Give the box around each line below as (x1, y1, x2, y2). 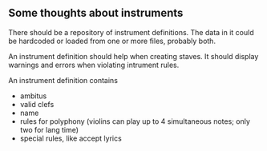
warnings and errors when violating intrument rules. (8, 60, 180, 70)
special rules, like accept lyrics (19, 133, 122, 143)
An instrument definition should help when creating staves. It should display (8, 51, 259, 61)
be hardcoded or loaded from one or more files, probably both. (8, 36, 216, 46)
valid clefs (19, 99, 55, 109)
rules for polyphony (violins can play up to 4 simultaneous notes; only (19, 116, 251, 126)
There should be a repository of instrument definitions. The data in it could (8, 27, 254, 37)
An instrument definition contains (8, 75, 119, 85)
